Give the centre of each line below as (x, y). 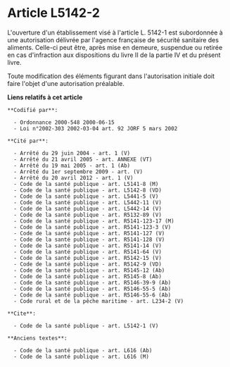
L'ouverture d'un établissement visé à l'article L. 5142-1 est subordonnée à (115, 32)
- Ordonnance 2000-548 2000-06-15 (64, 122)
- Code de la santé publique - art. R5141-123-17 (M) (94, 221)
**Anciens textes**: (38, 338)
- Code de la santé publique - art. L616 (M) (82, 356)
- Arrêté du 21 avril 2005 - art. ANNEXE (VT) (83, 159)
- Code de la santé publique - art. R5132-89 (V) (88, 215)
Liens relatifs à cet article (45, 97)
